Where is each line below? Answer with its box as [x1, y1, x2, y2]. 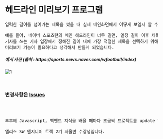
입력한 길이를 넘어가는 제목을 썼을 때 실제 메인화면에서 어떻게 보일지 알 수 [5, 21, 159, 27]
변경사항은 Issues [5, 91, 45, 98]
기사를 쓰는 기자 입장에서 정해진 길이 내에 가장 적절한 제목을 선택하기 [5, 38, 148, 44]
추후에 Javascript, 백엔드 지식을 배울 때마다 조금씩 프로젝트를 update [5, 118, 155, 124]
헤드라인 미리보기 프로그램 [5, 4, 103, 15]
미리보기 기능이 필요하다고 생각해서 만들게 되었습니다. [5, 45, 114, 50]
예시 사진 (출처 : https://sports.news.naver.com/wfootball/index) [5, 56, 137, 62]
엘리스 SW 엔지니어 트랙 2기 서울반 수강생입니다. [5, 129, 105, 135]
